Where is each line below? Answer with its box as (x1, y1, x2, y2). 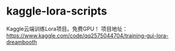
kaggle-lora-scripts (6, 4, 108, 18)
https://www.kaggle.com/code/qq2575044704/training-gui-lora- (6, 32, 169, 39)
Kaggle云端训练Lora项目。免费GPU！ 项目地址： (6, 25, 128, 32)
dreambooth (6, 38, 38, 46)
